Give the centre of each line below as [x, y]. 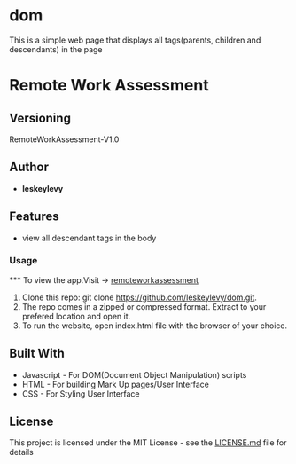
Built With [37, 354]
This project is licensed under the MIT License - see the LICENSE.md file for [148, 443]
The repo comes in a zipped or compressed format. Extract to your [144, 306]
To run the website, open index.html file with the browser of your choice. [155, 326]
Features [34, 217]
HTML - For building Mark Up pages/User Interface [116, 384]
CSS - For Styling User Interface [81, 393]
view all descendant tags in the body [89, 238]
